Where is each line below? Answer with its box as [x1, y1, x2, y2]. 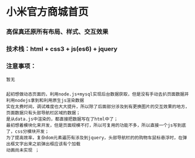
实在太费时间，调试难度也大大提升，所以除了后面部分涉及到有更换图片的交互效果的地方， [6, 104, 190, 110]
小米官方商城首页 [6, 5, 89, 19]
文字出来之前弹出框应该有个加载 [14, 141, 81, 147]
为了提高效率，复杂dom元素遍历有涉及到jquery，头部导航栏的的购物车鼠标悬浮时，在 [6, 135, 183, 141]
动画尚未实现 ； [6, 147, 40, 153]
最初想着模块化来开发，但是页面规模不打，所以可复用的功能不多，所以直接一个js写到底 [6, 122, 186, 129]
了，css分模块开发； [6, 129, 49, 135]
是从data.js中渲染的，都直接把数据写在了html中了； [6, 116, 119, 122]
